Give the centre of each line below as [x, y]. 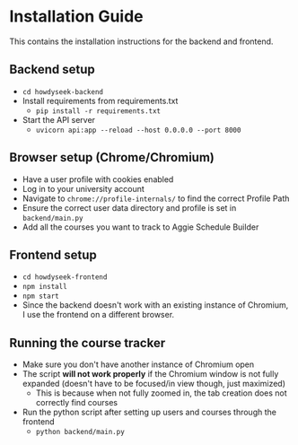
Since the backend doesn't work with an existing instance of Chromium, [155, 305]
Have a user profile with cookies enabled [98, 179]
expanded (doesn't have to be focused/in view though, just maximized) [153, 384]
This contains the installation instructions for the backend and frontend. [141, 41]
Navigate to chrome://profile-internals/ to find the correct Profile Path [156, 198]
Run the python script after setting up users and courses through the [149, 412]
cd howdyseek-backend [62, 92]
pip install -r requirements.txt [98, 111]
